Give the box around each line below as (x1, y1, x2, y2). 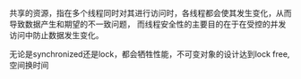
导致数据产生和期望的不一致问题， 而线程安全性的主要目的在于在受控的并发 (9, 19, 287, 29)
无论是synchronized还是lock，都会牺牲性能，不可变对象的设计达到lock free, (9, 49, 290, 59)
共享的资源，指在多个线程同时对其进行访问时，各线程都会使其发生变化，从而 (9, 8, 292, 18)
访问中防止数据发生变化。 (9, 30, 104, 40)
